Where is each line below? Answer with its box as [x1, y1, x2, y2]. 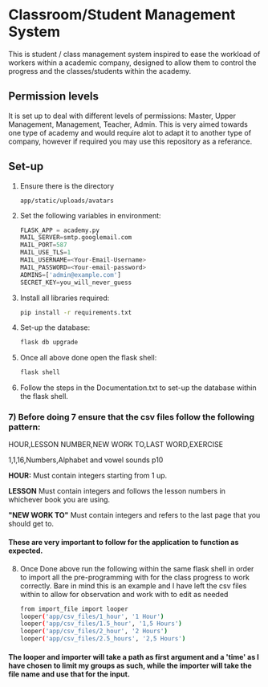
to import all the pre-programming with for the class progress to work [19, 572, 250, 582]
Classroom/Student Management [8, 6, 236, 24]
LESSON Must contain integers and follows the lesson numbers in [8, 486, 226, 496]
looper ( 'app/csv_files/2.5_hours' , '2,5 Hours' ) [19, 635, 186, 643]
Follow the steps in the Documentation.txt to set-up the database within [19, 383, 257, 392]
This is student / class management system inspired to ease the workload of [8, 49, 261, 59]
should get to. [8, 519, 55, 529]
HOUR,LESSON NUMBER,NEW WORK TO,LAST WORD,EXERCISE [8, 440, 223, 449]
